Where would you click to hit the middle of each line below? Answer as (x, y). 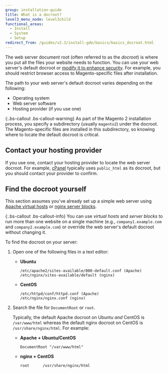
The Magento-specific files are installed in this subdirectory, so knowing (80, 129)
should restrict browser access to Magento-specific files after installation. (82, 73)
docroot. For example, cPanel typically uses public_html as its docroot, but (83, 168)
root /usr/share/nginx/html (55, 366)
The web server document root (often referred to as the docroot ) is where (82, 57)
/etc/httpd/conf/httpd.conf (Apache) (60, 294)
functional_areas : (24, 24)
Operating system (31, 98)
